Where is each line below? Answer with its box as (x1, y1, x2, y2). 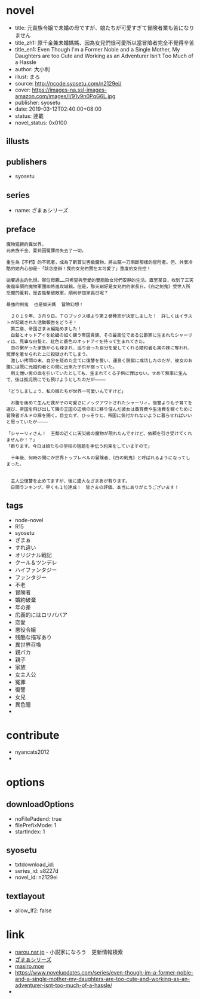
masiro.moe (14, 963, 44, 970)
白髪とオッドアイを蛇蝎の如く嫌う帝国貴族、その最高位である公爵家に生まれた (10, 332, 175, 338)
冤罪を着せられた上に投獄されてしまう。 (6, 351, 91, 357)
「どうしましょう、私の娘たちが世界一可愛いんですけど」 (6, 388, 127, 394)
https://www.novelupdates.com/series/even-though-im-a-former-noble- (14, 969, 194, 976)
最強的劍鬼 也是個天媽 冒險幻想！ (6, 301, 84, 307)
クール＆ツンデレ (14, 559, 57, 566)
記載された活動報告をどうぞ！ (14, 319, 78, 325)
